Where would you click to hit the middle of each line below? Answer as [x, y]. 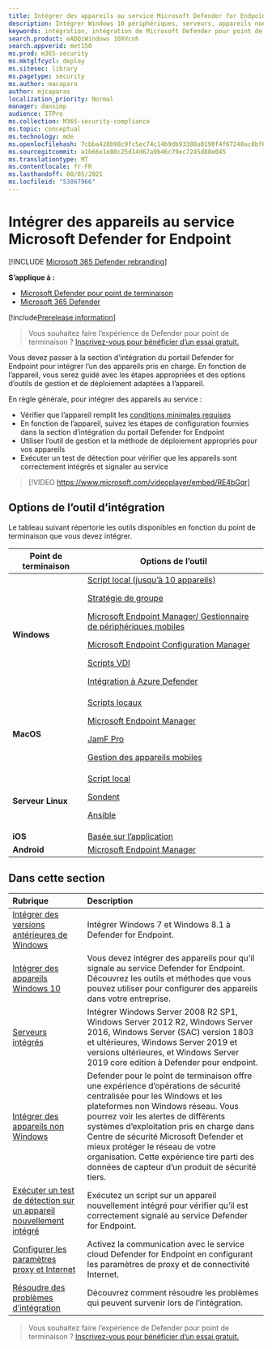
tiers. [97, 1177]
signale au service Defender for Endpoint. [166, 969]
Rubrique [31, 901]
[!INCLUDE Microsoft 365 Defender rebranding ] [88, 261]
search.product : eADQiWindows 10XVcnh [74, 39]
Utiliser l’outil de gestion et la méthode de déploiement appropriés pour [138, 440]
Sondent [104, 797]
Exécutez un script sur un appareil [152, 1196]
